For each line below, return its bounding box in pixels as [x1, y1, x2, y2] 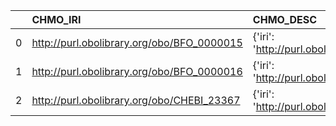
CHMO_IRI [31, 13, 82, 26]
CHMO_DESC [252, 13, 317, 26]
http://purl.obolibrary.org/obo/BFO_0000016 [31, 65, 243, 78]
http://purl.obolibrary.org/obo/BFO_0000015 [31, 36, 243, 49]
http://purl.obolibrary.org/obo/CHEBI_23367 [31, 94, 241, 107]
